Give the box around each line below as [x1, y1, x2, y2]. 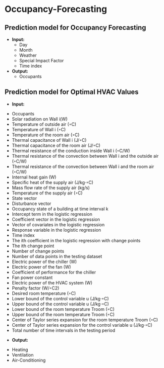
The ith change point [11, 243, 55, 249]
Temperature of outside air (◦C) [11, 121, 76, 127]
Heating [11, 347, 28, 353]
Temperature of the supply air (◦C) [11, 190, 83, 196]
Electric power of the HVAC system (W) [11, 279, 93, 285]
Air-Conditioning [11, 357, 46, 363]
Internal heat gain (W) [11, 174, 56, 180]
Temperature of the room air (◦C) [11, 132, 80, 138]
